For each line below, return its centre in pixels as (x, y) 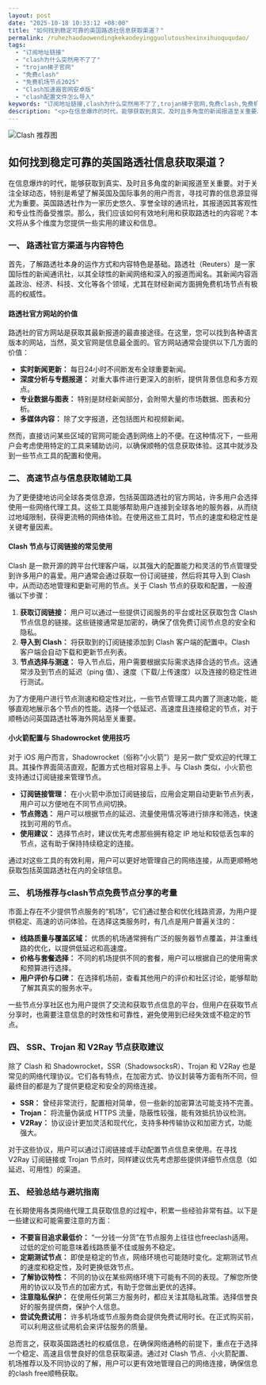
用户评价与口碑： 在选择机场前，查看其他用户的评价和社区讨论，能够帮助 (139, 978)
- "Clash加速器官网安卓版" (55, 89)
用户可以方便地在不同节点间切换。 (75, 804)
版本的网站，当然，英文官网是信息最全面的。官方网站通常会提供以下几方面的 (133, 343)
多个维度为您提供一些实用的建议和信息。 (95, 222)
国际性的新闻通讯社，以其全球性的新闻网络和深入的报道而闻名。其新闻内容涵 (133, 274)
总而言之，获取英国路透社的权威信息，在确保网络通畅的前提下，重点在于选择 (133, 1343)
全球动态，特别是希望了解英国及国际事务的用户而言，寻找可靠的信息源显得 (136, 193)
